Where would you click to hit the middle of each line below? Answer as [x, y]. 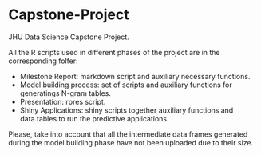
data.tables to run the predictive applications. [94, 118]
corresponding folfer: [43, 61]
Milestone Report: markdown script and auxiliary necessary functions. [135, 76]
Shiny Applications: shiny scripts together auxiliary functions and [127, 110]
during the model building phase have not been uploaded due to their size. [131, 142]
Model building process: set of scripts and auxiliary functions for [126, 85]
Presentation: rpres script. [63, 101]
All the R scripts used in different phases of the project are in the [115, 52]
